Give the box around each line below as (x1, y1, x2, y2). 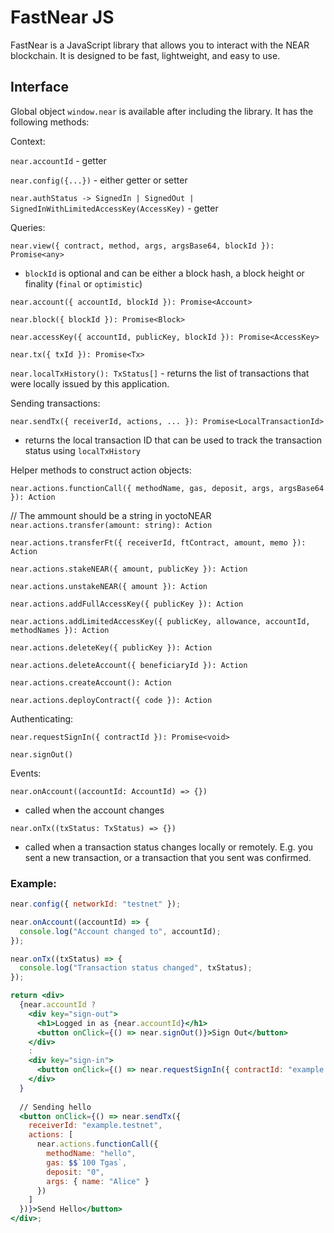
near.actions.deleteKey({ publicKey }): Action (10, 642, 213, 653)
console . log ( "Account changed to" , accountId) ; (19, 926, 222, 936)
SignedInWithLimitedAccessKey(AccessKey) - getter (10, 202, 219, 214)
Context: (10, 135, 46, 147)
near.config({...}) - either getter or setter (10, 174, 188, 186)
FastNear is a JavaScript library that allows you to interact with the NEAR (10, 39, 310, 51)
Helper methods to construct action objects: (10, 464, 192, 476)
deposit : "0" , (46, 1167, 105, 1177)
